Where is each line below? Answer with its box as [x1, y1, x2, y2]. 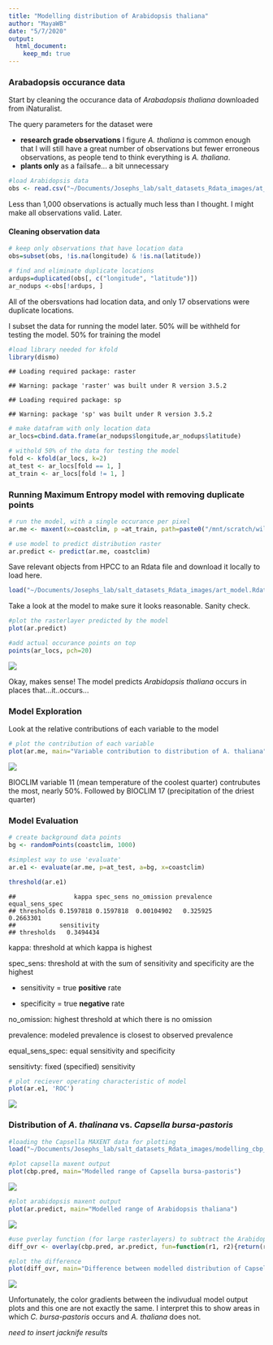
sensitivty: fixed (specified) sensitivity [8, 1061, 136, 1071]
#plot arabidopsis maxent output [8, 1198, 122, 1206]
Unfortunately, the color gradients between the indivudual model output [8, 1295, 249, 1304]
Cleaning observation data [8, 226, 100, 236]
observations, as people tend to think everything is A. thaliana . [19, 152, 231, 163]
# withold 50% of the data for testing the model [8, 447, 180, 456]
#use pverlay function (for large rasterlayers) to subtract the [8, 1234, 234, 1243]
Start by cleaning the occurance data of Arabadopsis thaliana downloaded [8, 95, 259, 105]
